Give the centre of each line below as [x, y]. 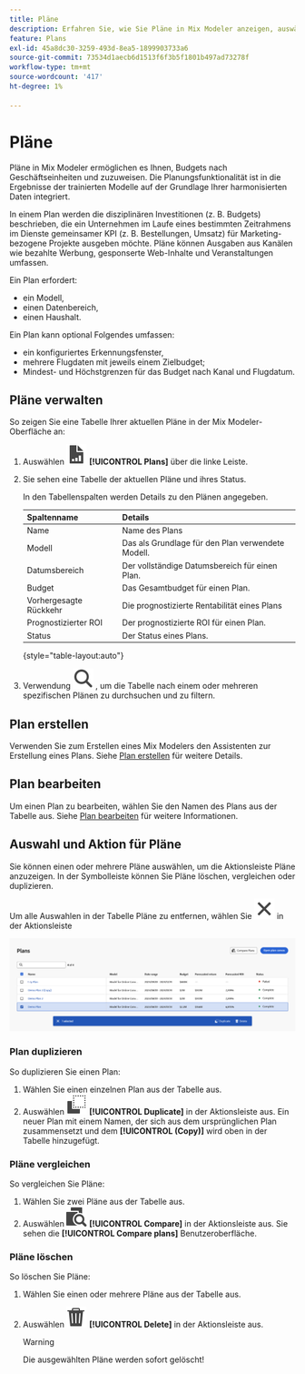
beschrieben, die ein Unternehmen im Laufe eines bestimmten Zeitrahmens [150, 224]
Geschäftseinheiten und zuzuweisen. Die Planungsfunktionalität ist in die [145, 177]
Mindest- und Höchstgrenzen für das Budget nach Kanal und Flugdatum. [158, 371]
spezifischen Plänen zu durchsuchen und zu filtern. [119, 695]
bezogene [28, 243]
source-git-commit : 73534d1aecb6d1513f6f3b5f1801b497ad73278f [129, 58]
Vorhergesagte [55, 601]
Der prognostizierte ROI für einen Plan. [194, 622]
